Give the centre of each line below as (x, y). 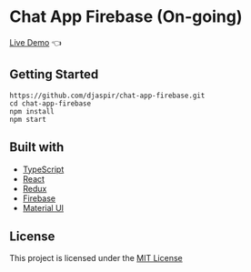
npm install (32, 111)
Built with (37, 147)
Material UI (43, 207)
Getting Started (54, 75)
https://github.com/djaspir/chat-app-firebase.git (107, 96)
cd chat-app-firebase (50, 103)
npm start (28, 119)
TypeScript (43, 169)
